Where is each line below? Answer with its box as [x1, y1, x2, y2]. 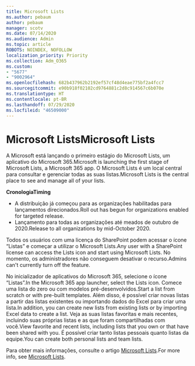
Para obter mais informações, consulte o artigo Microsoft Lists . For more [6, 347, 180, 354]
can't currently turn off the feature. [6, 262, 90, 269]
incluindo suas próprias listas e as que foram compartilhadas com [6, 316, 166, 324]
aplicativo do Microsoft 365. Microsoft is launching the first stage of [6, 159, 169, 166]
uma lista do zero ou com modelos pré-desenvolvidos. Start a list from [6, 285, 175, 292]
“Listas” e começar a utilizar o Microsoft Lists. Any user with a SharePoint [6, 243, 183, 250]
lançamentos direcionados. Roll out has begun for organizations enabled [14, 206, 189, 213]
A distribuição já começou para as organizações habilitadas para [14, 200, 172, 207]
